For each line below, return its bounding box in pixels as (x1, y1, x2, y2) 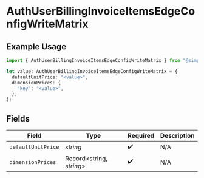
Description (160, 131, 195, 140)
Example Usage (6, 41, 67, 52)
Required (127, 131, 155, 140)
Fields (6, 114, 30, 124)
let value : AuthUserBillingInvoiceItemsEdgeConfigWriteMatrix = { (6, 68, 178, 74)
